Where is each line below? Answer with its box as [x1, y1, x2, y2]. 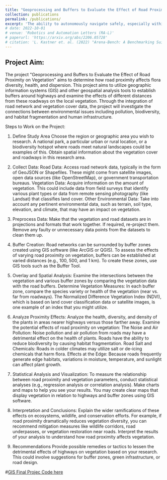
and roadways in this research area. [12, 154, 86, 160]
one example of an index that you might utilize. [12, 304, 108, 310]
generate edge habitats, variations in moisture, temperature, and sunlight [12, 356, 162, 362]
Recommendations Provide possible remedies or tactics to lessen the [12, 443, 154, 449]
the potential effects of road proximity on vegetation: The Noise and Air [12, 324, 159, 330]
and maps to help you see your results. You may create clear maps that [12, 387, 158, 393]
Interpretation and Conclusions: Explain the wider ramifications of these [12, 407, 160, 413]
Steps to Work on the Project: [5, 123, 66, 130]
